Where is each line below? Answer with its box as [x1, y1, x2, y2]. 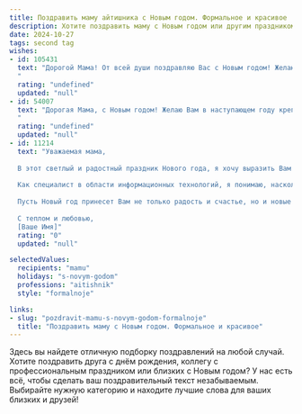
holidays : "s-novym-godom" [17, 272, 119, 282]
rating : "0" [17, 230, 63, 239]
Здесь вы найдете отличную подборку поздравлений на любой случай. [9, 346, 285, 357]
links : [9, 305, 34, 314]
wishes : [9, 47, 39, 56]
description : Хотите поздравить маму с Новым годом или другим [9, 22, 252, 31]
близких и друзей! [9, 394, 79, 405]
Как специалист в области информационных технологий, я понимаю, [17, 181, 268, 190]
